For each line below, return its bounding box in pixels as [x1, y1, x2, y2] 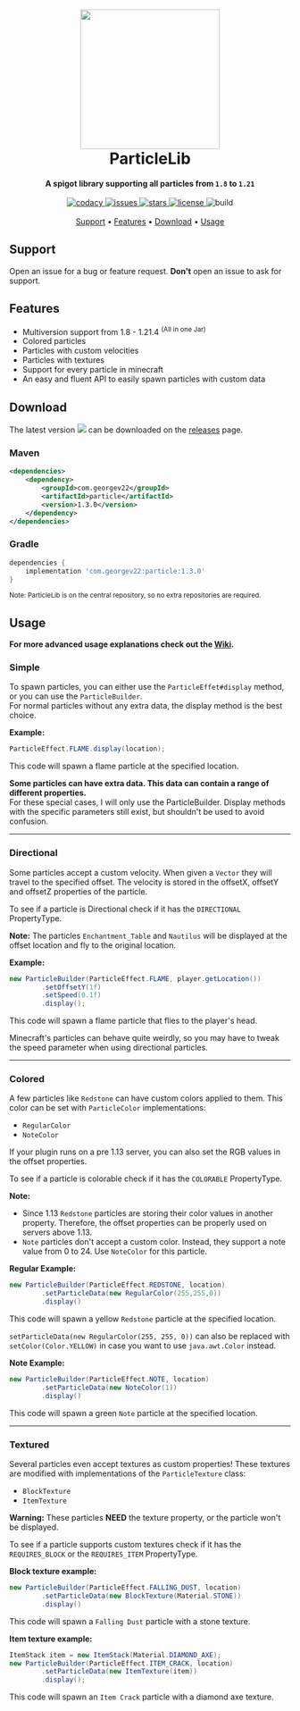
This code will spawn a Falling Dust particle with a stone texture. [9, 1615, 251, 1626]
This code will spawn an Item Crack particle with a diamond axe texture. [9, 1691, 274, 1702]
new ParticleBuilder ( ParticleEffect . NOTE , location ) [9, 1375, 210, 1384]
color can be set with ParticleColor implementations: [9, 1103, 207, 1113]
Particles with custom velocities [21, 345, 139, 356]
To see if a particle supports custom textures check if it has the [9, 1539, 242, 1549]
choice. [9, 710, 37, 721]
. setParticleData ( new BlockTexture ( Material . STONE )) [41, 1591, 242, 1600]
